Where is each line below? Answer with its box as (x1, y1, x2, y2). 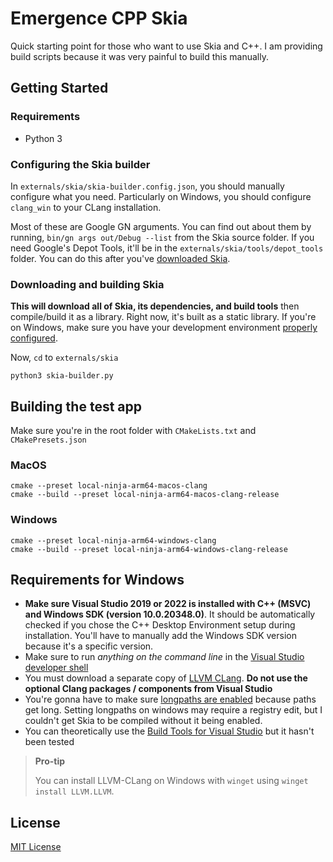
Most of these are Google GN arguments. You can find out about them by (10, 220, 312, 232)
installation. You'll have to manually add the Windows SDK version (24, 630, 297, 642)
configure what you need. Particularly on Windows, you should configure (10, 190, 312, 202)
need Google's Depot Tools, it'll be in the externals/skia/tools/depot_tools (10, 242, 324, 254)
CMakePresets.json (10, 435, 87, 446)
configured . (10, 332, 58, 344)
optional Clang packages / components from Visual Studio (24, 683, 273, 695)
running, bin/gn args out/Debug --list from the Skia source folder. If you (10, 231, 315, 243)
